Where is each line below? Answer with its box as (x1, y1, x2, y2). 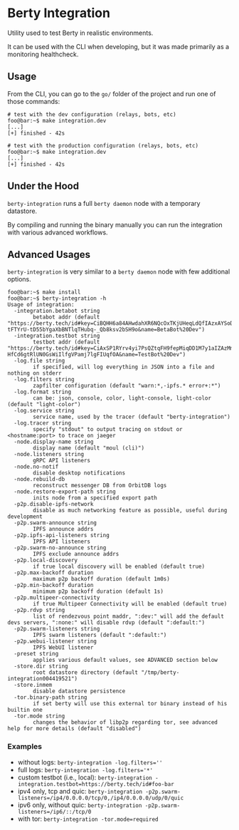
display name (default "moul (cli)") (33, 445, 144, 452)
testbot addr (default (33, 338, 100, 346)
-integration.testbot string (14, 333, 100, 340)
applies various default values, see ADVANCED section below (33, 657, 218, 664)
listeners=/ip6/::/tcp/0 (17, 808, 92, 815)
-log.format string (14, 388, 72, 396)
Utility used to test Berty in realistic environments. (7, 28, 154, 37)
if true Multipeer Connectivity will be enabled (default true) (33, 601, 228, 608)
